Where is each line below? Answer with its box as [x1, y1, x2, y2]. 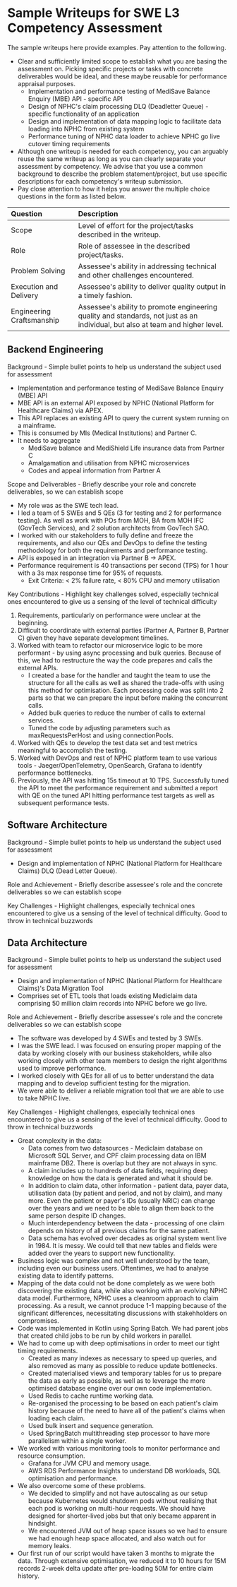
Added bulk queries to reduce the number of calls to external [28, 708, 206, 717]
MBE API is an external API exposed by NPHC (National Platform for [17, 398, 214, 407]
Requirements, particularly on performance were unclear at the [17, 611, 201, 619]
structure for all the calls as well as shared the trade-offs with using [28, 678, 224, 686]
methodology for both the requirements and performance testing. [17, 546, 208, 554]
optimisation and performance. [28, 1474, 119, 1482]
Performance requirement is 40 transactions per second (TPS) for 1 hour [17, 561, 229, 569]
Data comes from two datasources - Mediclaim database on [28, 1144, 203, 1153]
